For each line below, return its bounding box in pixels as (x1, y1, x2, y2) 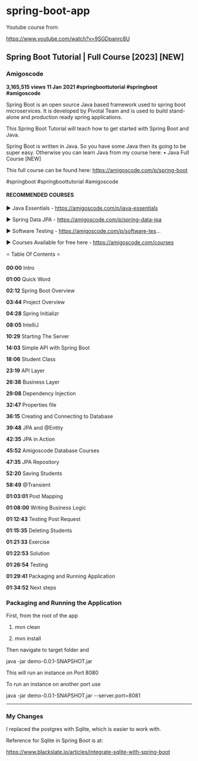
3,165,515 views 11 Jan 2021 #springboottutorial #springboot (6, 83, 158, 90)
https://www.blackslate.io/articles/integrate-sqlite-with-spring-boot (6, 749, 170, 756)
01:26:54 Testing (6, 561, 48, 568)
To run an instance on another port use (6, 681, 101, 688)
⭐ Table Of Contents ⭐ (6, 251, 61, 258)
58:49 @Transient (6, 481, 51, 488)
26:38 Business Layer (6, 378, 60, 386)
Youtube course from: (6, 24, 59, 31)
